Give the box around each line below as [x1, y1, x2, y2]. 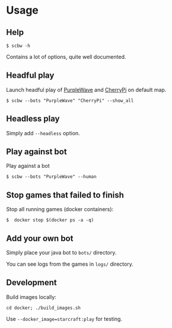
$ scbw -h [6, 43, 31, 49]
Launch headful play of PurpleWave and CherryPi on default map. [6, 86, 167, 93]
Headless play [6, 114, 60, 124]
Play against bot [6, 147, 67, 157]
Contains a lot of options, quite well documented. [6, 53, 126, 60]
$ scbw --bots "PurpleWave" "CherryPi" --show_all [6, 97, 134, 104]
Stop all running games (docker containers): [6, 206, 114, 213]
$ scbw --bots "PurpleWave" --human [6, 174, 97, 180]
